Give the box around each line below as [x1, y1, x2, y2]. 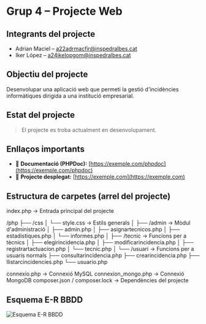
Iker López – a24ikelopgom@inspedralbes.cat [15, 52, 131, 59]
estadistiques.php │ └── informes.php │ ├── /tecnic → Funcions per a [6, 232, 187, 240]
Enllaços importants [6, 144, 85, 155]
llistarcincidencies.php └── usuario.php [6, 258, 108, 266]
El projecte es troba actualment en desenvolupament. [21, 126, 157, 133]
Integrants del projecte [6, 29, 96, 39]
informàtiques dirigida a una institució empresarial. [6, 92, 135, 99]
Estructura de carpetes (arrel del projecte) [6, 191, 170, 201]
